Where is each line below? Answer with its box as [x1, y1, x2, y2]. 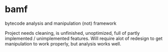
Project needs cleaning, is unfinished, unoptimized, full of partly [5, 30, 140, 36]
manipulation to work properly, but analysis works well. [5, 40, 121, 46]
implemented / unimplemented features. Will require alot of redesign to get [5, 35, 163, 41]
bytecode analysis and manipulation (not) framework [5, 20, 117, 26]
